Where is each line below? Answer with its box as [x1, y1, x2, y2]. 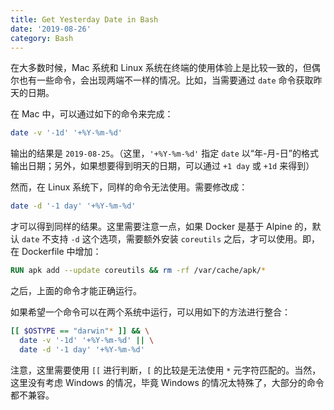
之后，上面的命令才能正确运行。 [10, 285, 142, 296]
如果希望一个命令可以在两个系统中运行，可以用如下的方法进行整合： [10, 306, 291, 318]
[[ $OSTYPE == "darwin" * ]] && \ [10, 326, 150, 336]
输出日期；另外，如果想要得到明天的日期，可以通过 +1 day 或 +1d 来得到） [10, 160, 315, 172]
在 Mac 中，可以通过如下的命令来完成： [10, 108, 174, 120]
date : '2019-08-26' [10, 24, 92, 34]
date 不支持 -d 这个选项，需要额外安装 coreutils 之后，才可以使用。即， [21, 233, 321, 245]
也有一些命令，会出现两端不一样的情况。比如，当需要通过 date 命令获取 [18, 74, 314, 86]
